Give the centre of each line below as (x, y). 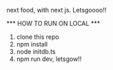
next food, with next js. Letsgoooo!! (56, 10)
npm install (32, 44)
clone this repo (38, 37)
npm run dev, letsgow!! (49, 59)
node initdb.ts (36, 52)
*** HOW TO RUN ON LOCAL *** (53, 23)
